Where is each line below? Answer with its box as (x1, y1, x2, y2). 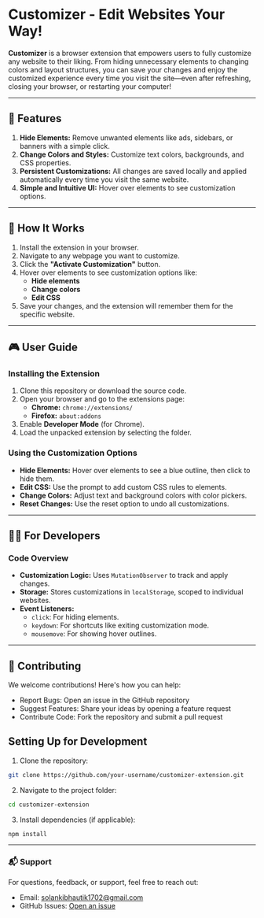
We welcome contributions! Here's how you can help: (8, 680, 181, 690)
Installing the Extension (8, 368, 101, 379)
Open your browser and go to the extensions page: (19, 394, 185, 404)
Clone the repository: (19, 756, 89, 765)
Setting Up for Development (8, 735, 148, 749)
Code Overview (8, 553, 69, 564)
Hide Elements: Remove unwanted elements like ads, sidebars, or (19, 132, 233, 143)
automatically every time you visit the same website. (19, 175, 189, 184)
